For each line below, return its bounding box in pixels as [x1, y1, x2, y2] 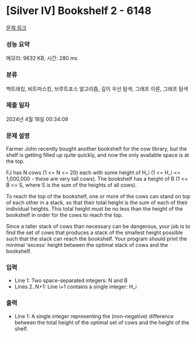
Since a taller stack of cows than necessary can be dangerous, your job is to [6, 223, 191, 230]
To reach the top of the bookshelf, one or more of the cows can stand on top [6, 193, 191, 200]
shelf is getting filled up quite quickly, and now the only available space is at [6, 152, 189, 159]
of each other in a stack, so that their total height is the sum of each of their [6, 199, 188, 206]
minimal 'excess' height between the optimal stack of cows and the [6, 242, 169, 249]
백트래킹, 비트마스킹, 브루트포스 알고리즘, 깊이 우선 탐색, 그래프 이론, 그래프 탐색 [6, 85, 188, 92]
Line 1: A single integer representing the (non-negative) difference [14, 312, 174, 319]
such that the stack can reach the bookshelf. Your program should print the [6, 235, 187, 242]
